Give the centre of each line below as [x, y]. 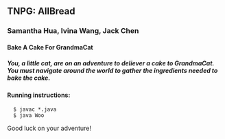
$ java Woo [29, 116]
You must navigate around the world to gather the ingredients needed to [113, 70]
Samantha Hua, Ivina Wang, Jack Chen [73, 31]
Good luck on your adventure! [49, 128]
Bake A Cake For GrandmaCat [50, 47]
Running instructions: [39, 95]
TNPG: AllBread [41, 11]
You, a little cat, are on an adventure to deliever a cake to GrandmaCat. [111, 63]
